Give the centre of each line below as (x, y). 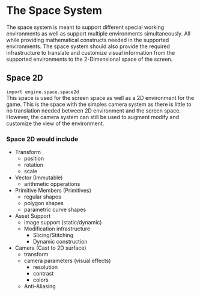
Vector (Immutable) (39, 177)
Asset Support (33, 216)
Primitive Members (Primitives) (53, 191)
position (34, 159)
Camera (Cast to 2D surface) (50, 248)
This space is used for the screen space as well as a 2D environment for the (100, 97)
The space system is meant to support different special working (85, 27)
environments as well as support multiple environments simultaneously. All (98, 33)
